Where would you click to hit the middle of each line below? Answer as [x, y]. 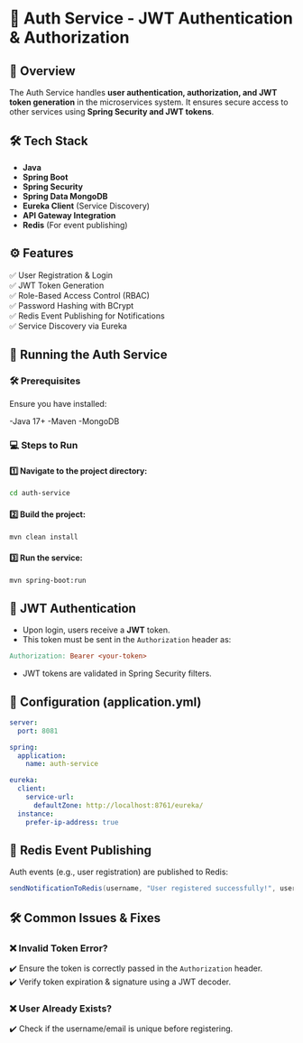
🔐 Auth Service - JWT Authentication [151, 18]
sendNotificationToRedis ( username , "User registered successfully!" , [143, 889]
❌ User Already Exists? [61, 1008]
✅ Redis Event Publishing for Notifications [87, 316]
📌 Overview [42, 71]
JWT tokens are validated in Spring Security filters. [117, 674]
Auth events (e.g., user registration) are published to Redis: [119, 872]
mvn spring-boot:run [48, 580]
